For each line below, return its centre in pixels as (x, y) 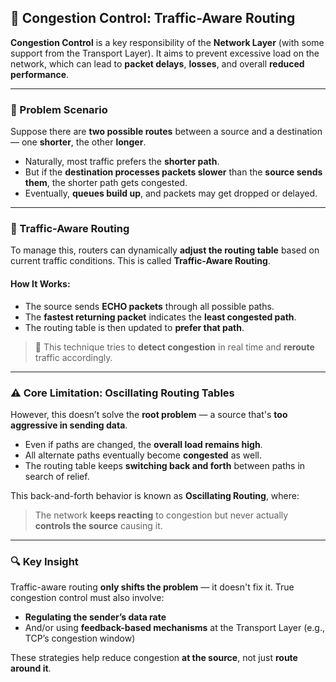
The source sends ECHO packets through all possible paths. (149, 306)
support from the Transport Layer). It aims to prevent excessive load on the (165, 53)
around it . (31, 668)
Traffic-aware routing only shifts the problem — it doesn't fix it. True (152, 587)
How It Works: (40, 284)
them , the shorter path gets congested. (106, 183)
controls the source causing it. (98, 525)
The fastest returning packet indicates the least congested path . (160, 317)
